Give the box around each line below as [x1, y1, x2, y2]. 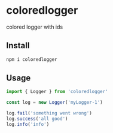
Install [6, 41, 30, 51]
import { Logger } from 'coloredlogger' [6, 89, 109, 95]
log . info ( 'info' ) [6, 121, 50, 127]
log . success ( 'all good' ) [6, 116, 68, 122]
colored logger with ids [6, 23, 63, 30]
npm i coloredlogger [6, 56, 58, 63]
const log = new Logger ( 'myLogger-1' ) [6, 100, 103, 106]
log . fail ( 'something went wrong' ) [6, 110, 93, 116]
